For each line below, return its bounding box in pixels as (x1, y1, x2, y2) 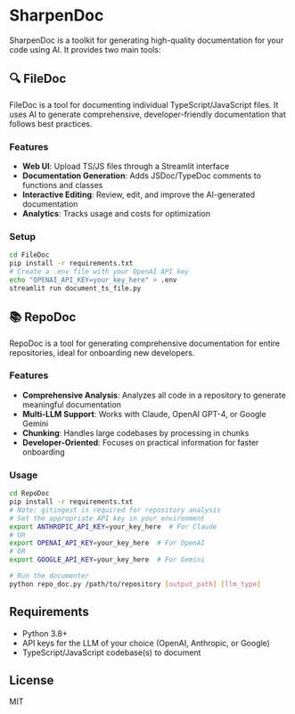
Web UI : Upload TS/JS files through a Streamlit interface (21, 161, 230, 172)
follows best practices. (9, 118, 93, 129)
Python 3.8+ (21, 628, 69, 638)
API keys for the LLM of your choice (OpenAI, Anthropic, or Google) (21, 637, 270, 648)
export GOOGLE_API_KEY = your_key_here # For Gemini (9, 555, 205, 564)
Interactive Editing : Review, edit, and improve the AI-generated (21, 189, 256, 201)
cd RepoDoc (9, 489, 50, 498)
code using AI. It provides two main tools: (9, 44, 161, 54)
